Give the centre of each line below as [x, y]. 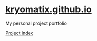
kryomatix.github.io [49, 9]
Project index [19, 33]
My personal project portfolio [36, 23]
